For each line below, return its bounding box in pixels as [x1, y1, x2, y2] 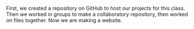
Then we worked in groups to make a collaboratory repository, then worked [6, 11, 189, 18]
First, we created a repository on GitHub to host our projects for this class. [6, 5, 186, 11]
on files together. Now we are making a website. [6, 17, 122, 23]
